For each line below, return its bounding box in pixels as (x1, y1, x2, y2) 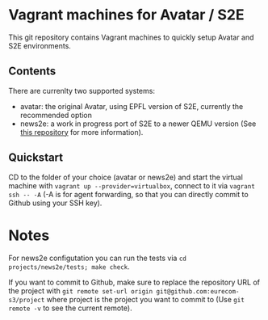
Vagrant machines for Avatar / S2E (8, 6, 245, 24)
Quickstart (8, 151, 64, 165)
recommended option (19, 110, 93, 120)
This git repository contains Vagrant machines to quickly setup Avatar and (8, 32, 254, 42)
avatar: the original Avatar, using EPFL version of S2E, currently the (19, 101, 244, 111)
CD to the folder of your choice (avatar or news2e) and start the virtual (8, 172, 244, 182)
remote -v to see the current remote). (8, 303, 132, 313)
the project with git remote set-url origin (8, 285, 153, 296)
